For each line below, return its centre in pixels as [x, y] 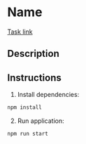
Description [33, 54]
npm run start [28, 134]
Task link [20, 32]
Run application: [41, 121]
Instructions [34, 78]
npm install [24, 107]
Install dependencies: [48, 95]
